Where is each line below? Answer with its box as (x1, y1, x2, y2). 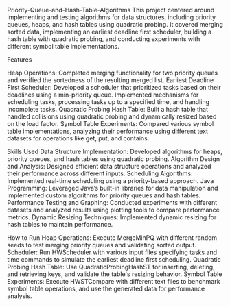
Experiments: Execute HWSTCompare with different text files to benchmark (7, 278, 220, 285)
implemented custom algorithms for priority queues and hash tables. (7, 191, 201, 199)
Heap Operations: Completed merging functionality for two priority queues (7, 69, 218, 77)
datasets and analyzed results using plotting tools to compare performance (7, 206, 220, 214)
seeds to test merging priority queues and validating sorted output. (7, 241, 197, 249)
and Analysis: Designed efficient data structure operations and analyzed (7, 162, 211, 170)
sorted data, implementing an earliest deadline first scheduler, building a (7, 27, 212, 36)
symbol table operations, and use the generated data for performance (7, 284, 205, 293)
